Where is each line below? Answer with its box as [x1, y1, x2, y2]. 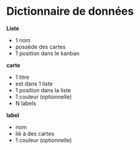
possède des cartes [15, 43, 66, 50]
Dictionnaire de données [6, 4, 134, 18]
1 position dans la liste [15, 86, 71, 93]
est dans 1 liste [15, 80, 53, 87]
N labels [15, 100, 37, 107]
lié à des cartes [15, 130, 55, 137]
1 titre [15, 73, 29, 81]
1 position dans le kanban [15, 49, 80, 57]
